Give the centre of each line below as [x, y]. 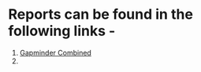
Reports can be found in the [100, 14]
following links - [62, 31]
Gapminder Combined [56, 52]
